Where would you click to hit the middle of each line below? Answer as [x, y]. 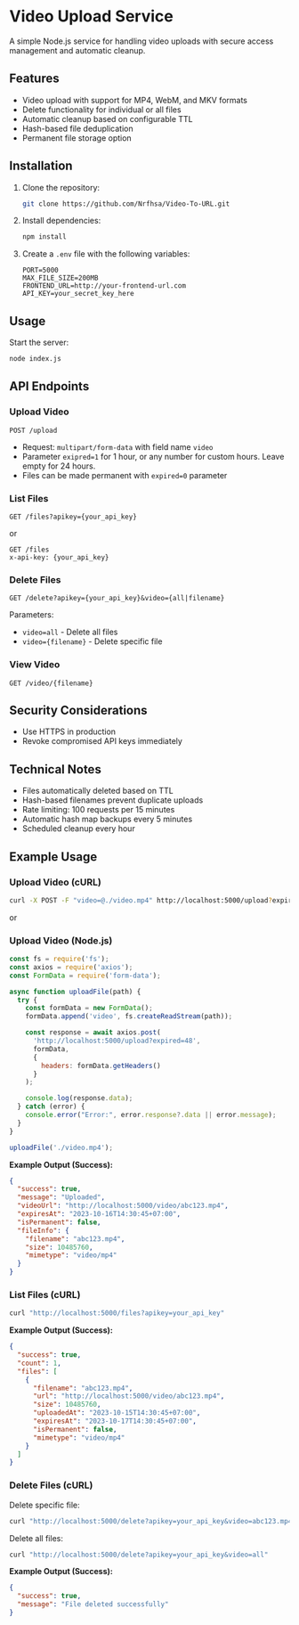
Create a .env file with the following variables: [106, 254]
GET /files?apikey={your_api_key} [73, 517]
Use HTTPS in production [69, 731]
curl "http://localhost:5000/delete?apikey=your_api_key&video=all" [139, 1555]
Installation [41, 166]
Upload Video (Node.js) [61, 940]
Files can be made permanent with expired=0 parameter [125, 475]
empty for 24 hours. [59, 466]
